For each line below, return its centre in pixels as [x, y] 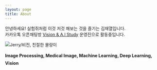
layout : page [18, 9]
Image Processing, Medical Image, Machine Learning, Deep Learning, [78, 56]
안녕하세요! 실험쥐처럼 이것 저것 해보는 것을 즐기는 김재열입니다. [65, 28]
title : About [18, 14]
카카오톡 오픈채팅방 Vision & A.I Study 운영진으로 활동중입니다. [65, 34]
